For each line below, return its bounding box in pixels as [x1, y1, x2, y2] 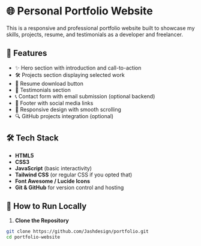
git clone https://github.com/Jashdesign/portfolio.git [6, 229, 149, 235]
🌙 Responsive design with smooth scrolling [14, 106, 122, 113]
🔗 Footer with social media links [14, 99, 94, 106]
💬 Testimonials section [14, 86, 71, 94]
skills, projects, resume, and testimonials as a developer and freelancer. [6, 31, 183, 38]
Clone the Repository [14, 217, 69, 224]
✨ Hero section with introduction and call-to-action [14, 64, 142, 71]
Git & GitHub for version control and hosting [14, 184, 124, 191]
